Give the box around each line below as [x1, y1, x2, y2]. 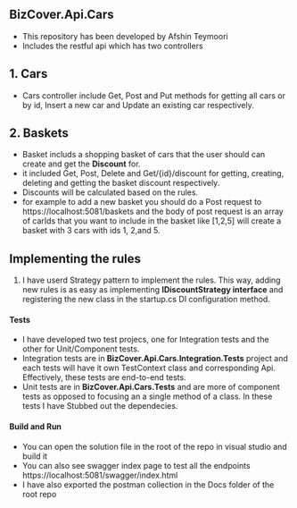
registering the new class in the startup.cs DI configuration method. [21, 294, 270, 305]
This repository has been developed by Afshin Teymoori [21, 30, 229, 41]
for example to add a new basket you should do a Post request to [21, 197, 262, 207]
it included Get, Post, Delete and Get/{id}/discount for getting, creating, [21, 168, 285, 179]
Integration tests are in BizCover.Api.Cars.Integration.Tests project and [21, 353, 288, 364]
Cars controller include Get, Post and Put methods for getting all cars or [21, 89, 285, 101]
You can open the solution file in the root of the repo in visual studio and [21, 441, 287, 452]
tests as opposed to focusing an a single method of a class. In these [21, 391, 273, 402]
